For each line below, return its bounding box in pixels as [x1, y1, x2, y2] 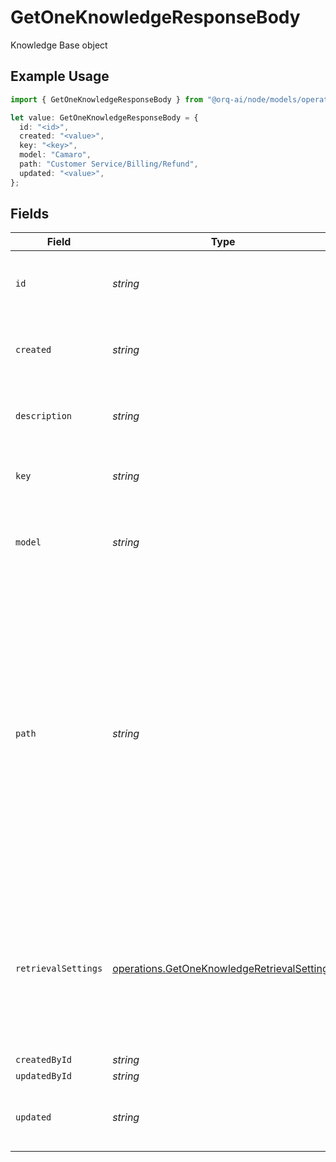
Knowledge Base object [10, 39, 108, 51]
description [15, 411, 73, 422]
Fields [10, 206, 50, 223]
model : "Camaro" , [19, 150, 92, 160]
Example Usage [10, 68, 110, 85]
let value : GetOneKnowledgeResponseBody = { [10, 112, 199, 123]
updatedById [15, 1071, 73, 1082]
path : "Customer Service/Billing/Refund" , [19, 159, 199, 169]
